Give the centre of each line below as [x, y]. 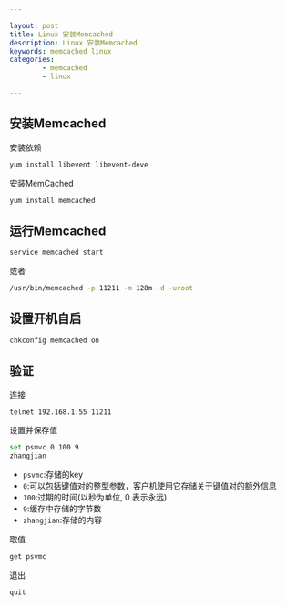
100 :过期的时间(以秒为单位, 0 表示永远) [95, 498]
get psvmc [28, 557]
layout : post [34, 25]
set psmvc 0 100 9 [44, 448]
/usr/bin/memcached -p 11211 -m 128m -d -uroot [102, 288]
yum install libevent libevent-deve [79, 165]
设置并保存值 [33, 430]
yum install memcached [52, 200]
